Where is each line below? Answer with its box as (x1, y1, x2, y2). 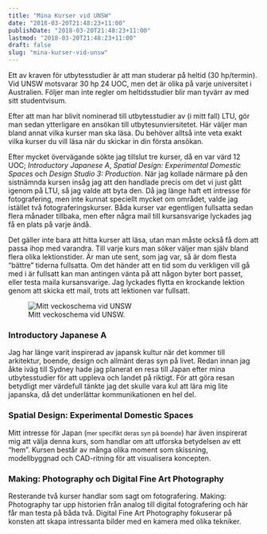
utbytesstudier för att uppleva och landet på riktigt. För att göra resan (8, 373, 234, 383)
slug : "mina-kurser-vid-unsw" (8, 49, 109, 57)
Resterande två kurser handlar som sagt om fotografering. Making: (8, 491, 226, 501)
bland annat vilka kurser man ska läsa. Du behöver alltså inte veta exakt (8, 128, 242, 138)
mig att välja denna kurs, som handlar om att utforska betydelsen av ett (8, 436, 241, 446)
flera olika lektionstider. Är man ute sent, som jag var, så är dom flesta (8, 252, 237, 261)
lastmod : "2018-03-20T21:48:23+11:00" (8, 33, 137, 42)
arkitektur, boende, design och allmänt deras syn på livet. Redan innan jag (8, 356, 250, 366)
